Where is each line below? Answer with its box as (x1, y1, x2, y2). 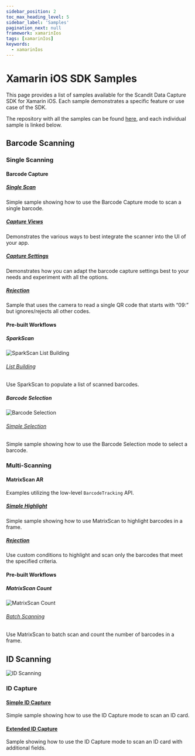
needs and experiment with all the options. (6, 273, 109, 280)
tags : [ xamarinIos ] (6, 36, 54, 42)
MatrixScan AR (6, 476, 44, 483)
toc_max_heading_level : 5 (6, 14, 69, 20)
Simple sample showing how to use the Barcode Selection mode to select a (6, 440, 188, 448)
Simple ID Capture (6, 699, 52, 706)
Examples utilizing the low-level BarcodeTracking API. (6, 489, 135, 496)
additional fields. (6, 744, 46, 751)
